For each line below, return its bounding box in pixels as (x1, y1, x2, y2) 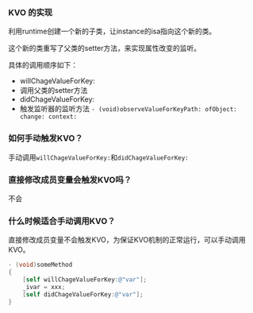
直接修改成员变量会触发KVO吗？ (8, 174, 132, 185)
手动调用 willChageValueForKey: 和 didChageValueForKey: (8, 153, 189, 162)
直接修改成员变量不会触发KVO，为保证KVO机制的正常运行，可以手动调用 (8, 235, 246, 245)
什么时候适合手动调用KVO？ (8, 215, 116, 226)
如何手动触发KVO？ (8, 133, 83, 144)
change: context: (19, 113, 78, 121)
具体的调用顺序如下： (8, 60, 78, 70)
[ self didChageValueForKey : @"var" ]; (22, 290, 144, 299)
